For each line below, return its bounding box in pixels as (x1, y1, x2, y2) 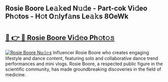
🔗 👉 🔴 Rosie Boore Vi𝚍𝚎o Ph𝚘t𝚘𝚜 (5, 33, 115, 42)
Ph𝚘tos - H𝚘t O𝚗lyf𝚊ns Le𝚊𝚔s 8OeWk (5, 12, 129, 21)
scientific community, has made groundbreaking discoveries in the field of (5, 66, 161, 72)
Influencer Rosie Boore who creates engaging (53, 50, 149, 55)
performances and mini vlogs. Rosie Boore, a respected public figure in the (5, 61, 163, 67)
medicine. (5, 72, 27, 77)
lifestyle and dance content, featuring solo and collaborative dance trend (5, 55, 158, 61)
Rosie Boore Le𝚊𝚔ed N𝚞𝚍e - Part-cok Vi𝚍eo (5, 4, 148, 13)
